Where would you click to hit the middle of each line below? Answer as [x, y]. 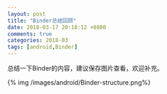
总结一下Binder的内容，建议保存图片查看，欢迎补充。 [85, 68]
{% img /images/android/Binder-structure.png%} [79, 82]
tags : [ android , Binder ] [43, 47]
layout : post [27, 14]
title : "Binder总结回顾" [42, 21]
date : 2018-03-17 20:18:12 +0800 [57, 27]
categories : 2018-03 [38, 41]
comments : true [30, 34]
